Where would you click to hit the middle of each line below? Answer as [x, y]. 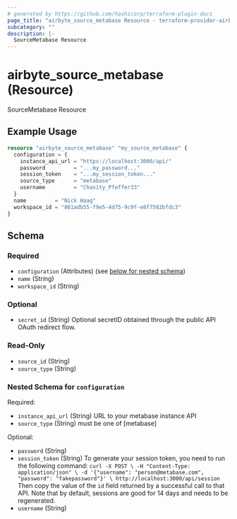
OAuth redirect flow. [47, 327]
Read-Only [26, 345]
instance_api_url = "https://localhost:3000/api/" [96, 161]
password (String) [42, 451]
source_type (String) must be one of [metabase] [87, 424]
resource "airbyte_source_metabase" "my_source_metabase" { [98, 148]
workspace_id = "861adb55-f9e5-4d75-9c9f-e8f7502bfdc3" [97, 207]
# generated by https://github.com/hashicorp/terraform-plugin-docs [110, 14]
